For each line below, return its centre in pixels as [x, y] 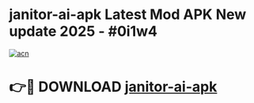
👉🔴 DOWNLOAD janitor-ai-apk [113, 87]
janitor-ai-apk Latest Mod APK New [128, 15]
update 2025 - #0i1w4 [83, 31]
